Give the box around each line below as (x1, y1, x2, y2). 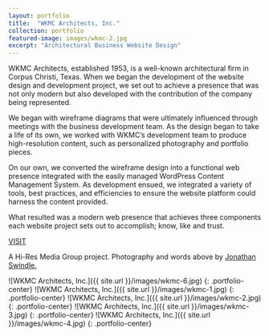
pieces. (8, 148, 33, 157)
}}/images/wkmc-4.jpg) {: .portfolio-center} (8, 318, 153, 329)
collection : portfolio (8, 26, 84, 34)
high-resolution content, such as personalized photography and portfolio (8, 139, 249, 148)
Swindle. (8, 261, 38, 270)
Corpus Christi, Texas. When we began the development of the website (8, 72, 245, 82)
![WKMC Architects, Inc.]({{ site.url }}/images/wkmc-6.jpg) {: (8, 276, 210, 285)
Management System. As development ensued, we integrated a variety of (8, 180, 252, 189)
